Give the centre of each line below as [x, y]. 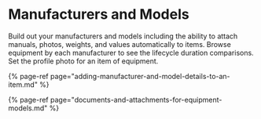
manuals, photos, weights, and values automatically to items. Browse [120, 44]
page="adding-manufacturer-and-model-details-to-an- [140, 76]
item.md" [23, 85]
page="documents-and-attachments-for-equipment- [136, 99]
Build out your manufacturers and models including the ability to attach [123, 36]
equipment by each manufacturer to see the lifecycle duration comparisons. [131, 52]
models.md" [28, 108]
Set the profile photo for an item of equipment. [83, 61]
